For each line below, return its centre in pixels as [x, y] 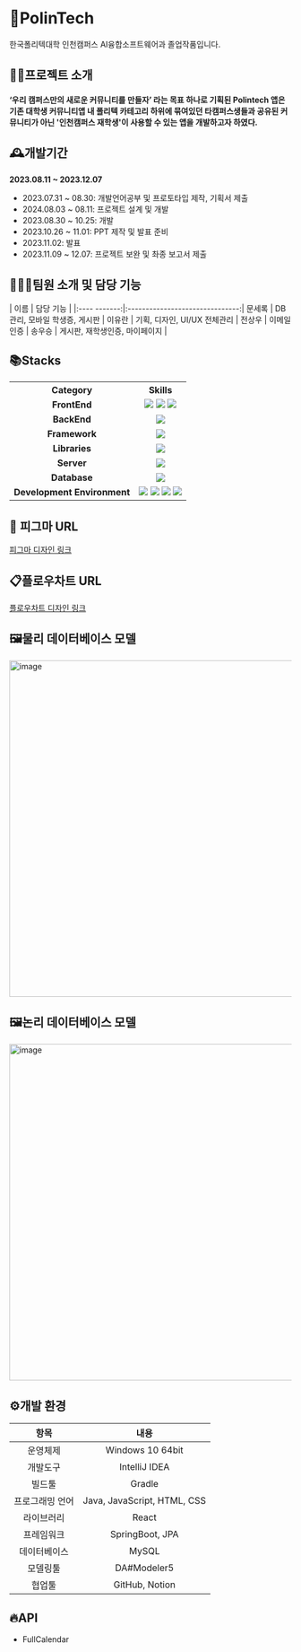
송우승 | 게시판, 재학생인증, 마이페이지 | [99, 330]
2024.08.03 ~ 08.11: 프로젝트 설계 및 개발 [95, 209]
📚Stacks [35, 360]
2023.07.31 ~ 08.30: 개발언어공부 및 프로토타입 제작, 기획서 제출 [135, 197]
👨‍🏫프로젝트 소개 [51, 75]
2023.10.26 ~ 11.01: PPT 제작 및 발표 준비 [95, 232]
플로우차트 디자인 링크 [48, 607]
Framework [72, 434]
